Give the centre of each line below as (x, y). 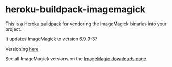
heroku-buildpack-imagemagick (76, 9)
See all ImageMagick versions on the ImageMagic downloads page (76, 59)
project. (14, 29)
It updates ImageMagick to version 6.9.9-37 (51, 39)
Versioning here (22, 49)
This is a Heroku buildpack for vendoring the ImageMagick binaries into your (86, 24)
